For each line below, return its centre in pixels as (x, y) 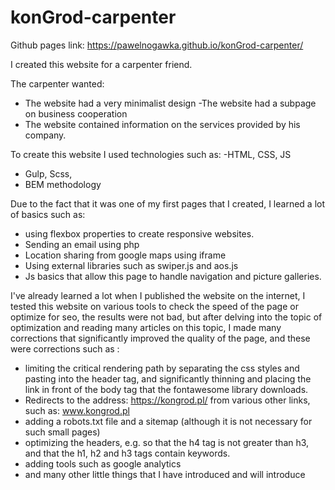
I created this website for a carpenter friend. (101, 64)
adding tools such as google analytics (103, 463)
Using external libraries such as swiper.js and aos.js (131, 265)
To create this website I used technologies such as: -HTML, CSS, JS (151, 154)
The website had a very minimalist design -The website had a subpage (170, 103)
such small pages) (62, 432)
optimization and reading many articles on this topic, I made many (146, 327)
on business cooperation (76, 113)
